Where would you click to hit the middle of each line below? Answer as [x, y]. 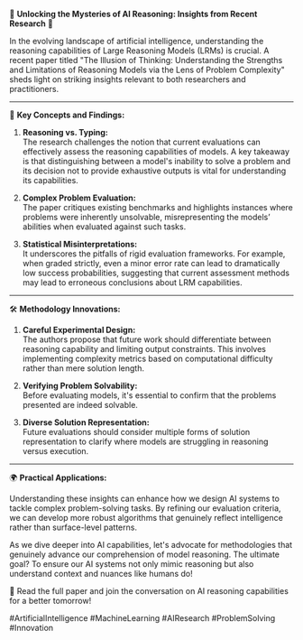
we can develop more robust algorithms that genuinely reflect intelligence [147, 518]
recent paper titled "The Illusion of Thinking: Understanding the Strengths [146, 60]
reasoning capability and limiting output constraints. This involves [144, 349]
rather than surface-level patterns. [73, 527]
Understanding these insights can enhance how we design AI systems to [144, 498]
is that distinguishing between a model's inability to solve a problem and [156, 161]
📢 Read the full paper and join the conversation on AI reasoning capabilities [149, 591]
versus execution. [55, 451]
